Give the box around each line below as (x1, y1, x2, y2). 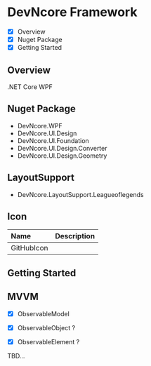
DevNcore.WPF (17, 121, 63, 130)
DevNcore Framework (7, 4, 138, 20)
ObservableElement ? (17, 337, 80, 346)
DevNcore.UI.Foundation (17, 136, 89, 144)
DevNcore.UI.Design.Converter (17, 144, 107, 152)
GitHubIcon (11, 243, 48, 253)
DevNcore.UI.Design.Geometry (17, 151, 107, 160)
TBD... (7, 351, 25, 360)
